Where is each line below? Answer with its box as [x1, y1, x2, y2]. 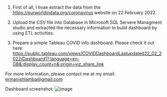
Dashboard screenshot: [5, 86, 54, 92]
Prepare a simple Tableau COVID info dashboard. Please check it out [12, 40, 154, 46]
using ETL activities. [12, 30, 54, 36]
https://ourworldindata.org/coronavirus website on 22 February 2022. [12, 10, 157, 16]
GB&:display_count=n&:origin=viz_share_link [12, 61, 104, 67]
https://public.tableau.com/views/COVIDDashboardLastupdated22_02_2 [12, 50, 162, 56]
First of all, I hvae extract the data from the [12, 5, 101, 10]
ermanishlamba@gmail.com [5, 76, 63, 82]
